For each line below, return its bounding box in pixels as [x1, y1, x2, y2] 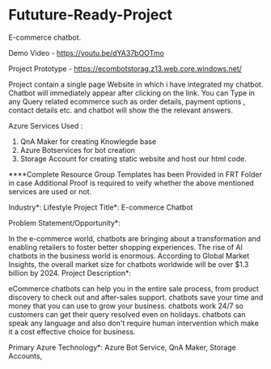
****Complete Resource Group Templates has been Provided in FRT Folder [8, 169, 263, 179]
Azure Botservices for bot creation [19, 145, 136, 155]
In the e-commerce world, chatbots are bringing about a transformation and [8, 233, 261, 244]
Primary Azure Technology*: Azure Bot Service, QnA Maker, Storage [8, 342, 236, 352]
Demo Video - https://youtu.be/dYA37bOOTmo [8, 48, 164, 57]
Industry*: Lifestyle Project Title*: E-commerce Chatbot [8, 202, 193, 212]
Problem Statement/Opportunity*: [8, 218, 121, 227]
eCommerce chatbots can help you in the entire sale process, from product [8, 283, 259, 293]
